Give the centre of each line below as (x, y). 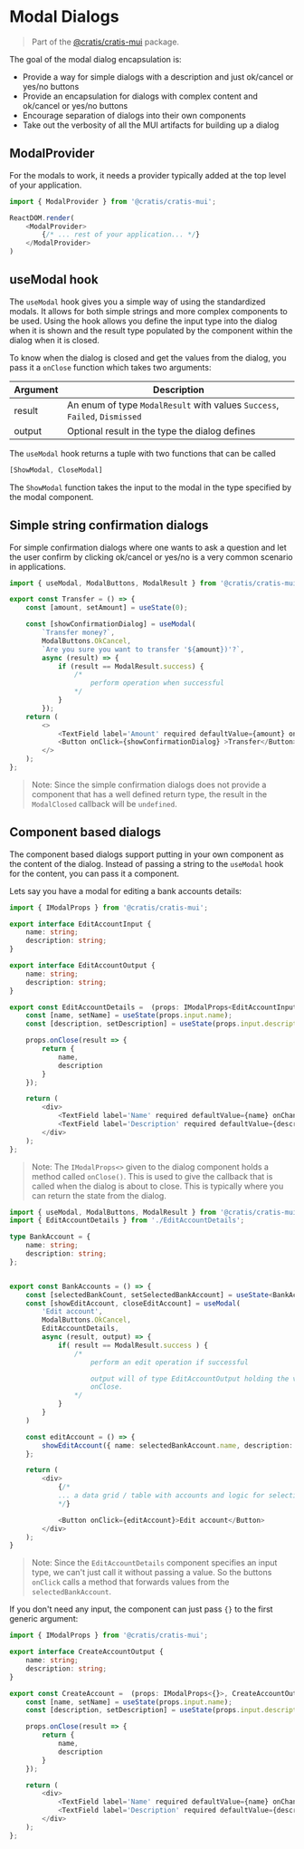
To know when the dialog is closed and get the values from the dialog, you (148, 357)
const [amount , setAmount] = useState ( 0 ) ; (107, 608)
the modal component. (52, 496)
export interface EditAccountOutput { (82, 966)
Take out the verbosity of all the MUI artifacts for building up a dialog (151, 125)
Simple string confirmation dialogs (109, 526)
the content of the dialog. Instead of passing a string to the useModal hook (147, 863)
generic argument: (44, 1619)
